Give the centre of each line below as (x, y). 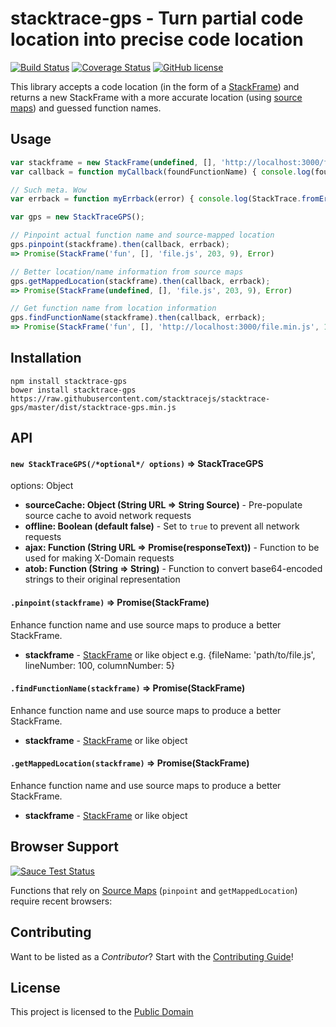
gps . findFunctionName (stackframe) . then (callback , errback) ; (138, 318)
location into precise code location (157, 39)
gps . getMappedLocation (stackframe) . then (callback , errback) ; (140, 281)
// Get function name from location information (113, 308)
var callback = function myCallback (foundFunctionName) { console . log (160, 172)
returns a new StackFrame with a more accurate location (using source (156, 97)
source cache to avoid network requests (108, 516)
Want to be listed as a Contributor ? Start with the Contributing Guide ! (152, 956)
